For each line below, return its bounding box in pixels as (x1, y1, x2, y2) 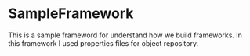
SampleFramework (8, 5, 134, 23)
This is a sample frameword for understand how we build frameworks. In (8, 30, 243, 40)
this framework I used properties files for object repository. (8, 38, 198, 47)
